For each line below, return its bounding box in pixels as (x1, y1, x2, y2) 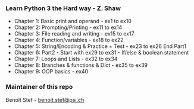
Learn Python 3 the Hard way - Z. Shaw (5, 4, 121, 12)
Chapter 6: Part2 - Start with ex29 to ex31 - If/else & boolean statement (14, 49, 189, 56)
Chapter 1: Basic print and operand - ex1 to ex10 (14, 18, 132, 25)
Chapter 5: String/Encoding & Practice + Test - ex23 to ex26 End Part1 (14, 43, 187, 50)
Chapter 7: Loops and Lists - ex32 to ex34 (14, 55, 118, 63)
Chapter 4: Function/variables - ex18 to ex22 (14, 37, 124, 44)
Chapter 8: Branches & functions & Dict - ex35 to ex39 (14, 62, 148, 69)
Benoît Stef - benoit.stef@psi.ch (5, 96, 85, 103)
